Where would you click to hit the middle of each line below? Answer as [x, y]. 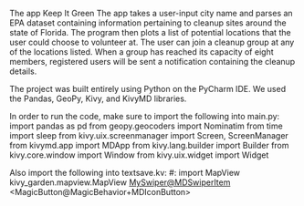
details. [23, 71]
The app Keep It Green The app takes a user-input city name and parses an [152, 13]
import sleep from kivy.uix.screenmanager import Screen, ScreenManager [149, 135]
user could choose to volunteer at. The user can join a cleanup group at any [152, 42]
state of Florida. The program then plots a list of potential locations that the [150, 32]
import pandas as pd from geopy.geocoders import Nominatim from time [146, 126]
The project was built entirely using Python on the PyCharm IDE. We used [147, 89]
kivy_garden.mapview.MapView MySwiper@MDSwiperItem [120, 182]
